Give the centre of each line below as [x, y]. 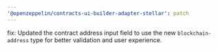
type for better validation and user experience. [96, 40]
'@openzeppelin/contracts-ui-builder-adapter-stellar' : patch [98, 13]
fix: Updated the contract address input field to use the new [92, 33]
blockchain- [195, 33]
